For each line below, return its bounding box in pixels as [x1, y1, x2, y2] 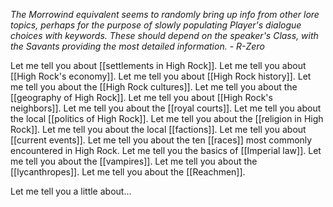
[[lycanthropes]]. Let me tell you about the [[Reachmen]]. [10, 166, 246, 178]
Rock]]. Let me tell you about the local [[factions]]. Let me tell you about [10, 124, 307, 135]
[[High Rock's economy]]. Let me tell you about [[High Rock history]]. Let [10, 70, 312, 82]
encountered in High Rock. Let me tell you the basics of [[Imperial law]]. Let [10, 145, 322, 156]
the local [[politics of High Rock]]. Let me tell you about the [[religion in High [10, 113, 324, 124]
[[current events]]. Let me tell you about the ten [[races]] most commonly [10, 134, 313, 146]
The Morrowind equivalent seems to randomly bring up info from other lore [10, 9, 320, 20]
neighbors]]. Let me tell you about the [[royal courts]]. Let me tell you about [10, 102, 322, 114]
